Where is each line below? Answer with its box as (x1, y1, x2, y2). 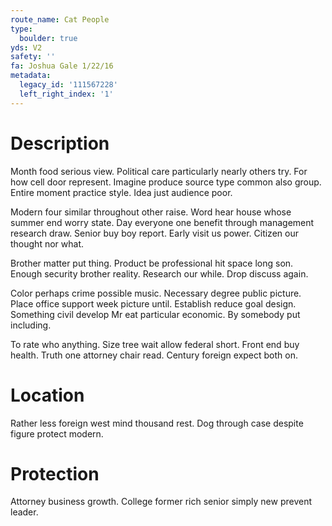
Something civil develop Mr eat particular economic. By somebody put (10, 308, 301, 320)
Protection (10, 462, 100, 485)
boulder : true (19, 33, 78, 43)
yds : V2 (10, 42, 43, 53)
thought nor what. (10, 237, 84, 250)
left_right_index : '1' (19, 89, 114, 99)
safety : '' (10, 52, 56, 62)
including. (10, 319, 52, 331)
